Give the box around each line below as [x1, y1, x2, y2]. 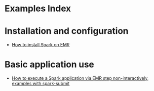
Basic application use [4, 59, 94, 70]
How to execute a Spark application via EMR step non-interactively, [11, 75, 149, 81]
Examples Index [4, 3, 71, 14]
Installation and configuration [4, 26, 129, 37]
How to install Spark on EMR [11, 42, 70, 48]
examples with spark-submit [11, 81, 70, 87]
